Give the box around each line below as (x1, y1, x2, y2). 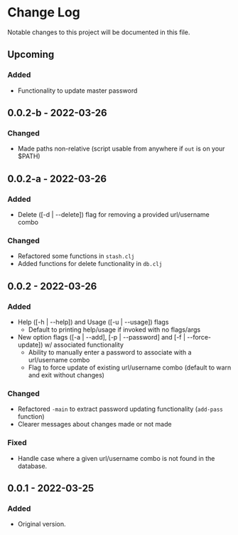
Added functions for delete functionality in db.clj (17, 260, 163, 268)
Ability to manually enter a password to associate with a (28, 347, 192, 357)
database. (17, 462, 48, 470)
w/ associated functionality (44, 340, 124, 349)
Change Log (7, 4, 80, 21)
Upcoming (7, 49, 55, 61)
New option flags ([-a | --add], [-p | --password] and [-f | (17, 332, 186, 341)
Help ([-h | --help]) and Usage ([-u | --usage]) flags (17, 317, 169, 326)
